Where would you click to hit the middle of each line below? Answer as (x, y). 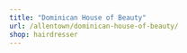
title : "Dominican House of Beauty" (78, 18)
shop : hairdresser (44, 34)
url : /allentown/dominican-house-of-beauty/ (94, 26)
